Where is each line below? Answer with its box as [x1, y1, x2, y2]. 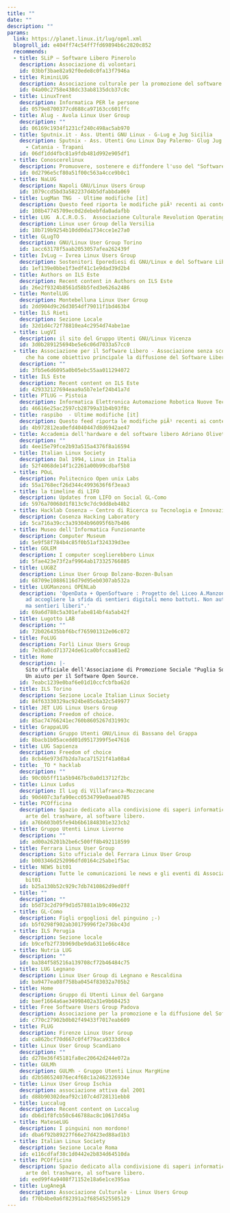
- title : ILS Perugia [13, 927, 75, 934]
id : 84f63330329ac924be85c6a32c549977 [19, 698, 130, 705]
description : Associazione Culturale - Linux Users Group [19, 1188, 188, 1196]
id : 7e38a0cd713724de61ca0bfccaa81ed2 [19, 647, 130, 654]
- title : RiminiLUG [13, 73, 69, 81]
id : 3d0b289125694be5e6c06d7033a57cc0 [19, 341, 130, 348]
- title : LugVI [13, 328, 57, 336]
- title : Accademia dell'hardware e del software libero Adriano [13, 430, 204, 437]
